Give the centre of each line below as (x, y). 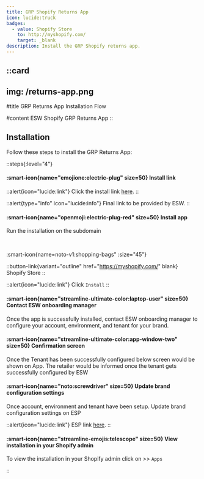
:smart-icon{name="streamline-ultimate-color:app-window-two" (92, 339)
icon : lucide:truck (31, 18)
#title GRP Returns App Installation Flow (56, 106)
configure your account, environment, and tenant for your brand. (88, 325)
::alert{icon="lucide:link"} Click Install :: (58, 285)
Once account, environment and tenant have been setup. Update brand (96, 406)
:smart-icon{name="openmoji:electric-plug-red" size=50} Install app (97, 217)
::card (18, 71)
